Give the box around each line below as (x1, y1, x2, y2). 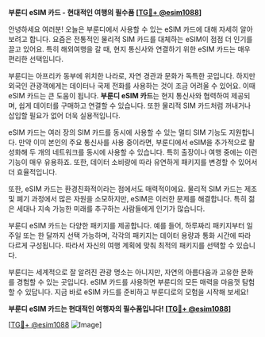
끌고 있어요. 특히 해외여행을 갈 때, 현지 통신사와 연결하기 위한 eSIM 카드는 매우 (8, 44, 252, 54)
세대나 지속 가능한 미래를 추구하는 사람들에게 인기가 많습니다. (16, 204, 205, 213)
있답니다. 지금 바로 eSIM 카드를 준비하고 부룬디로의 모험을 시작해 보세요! (25, 287, 249, 297)
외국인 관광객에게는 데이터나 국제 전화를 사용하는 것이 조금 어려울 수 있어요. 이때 (8, 81, 256, 90)
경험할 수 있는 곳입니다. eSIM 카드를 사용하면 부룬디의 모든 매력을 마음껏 (16, 278, 240, 286)
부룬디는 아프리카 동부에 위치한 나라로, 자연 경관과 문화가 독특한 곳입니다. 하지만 (8, 71, 256, 80)
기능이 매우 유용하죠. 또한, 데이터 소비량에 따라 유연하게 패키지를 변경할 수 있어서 (8, 158, 258, 167)
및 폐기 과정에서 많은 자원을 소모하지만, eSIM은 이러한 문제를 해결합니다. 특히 (8, 194, 248, 203)
